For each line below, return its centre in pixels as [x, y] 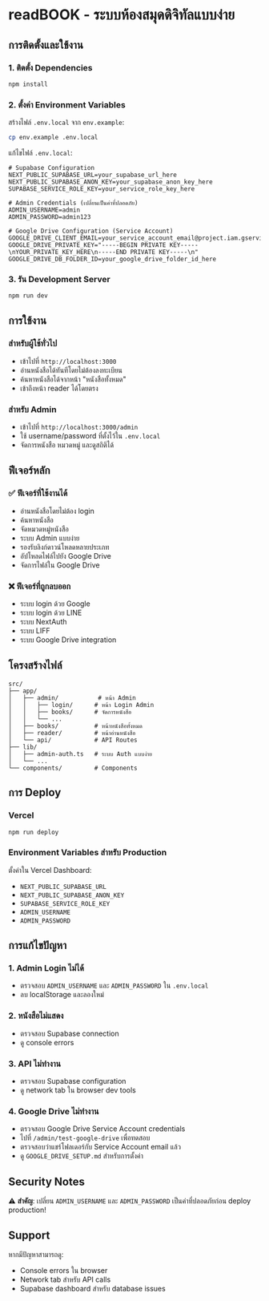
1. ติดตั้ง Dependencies [51, 67]
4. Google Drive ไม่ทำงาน [54, 1111]
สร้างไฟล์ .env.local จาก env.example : [66, 123]
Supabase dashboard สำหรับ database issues [92, 1288]
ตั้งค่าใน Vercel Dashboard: [50, 870]
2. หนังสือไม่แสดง [36, 1016]
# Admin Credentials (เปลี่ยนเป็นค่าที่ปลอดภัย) [73, 203]
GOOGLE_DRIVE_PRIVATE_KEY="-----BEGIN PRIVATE [87, 245]
